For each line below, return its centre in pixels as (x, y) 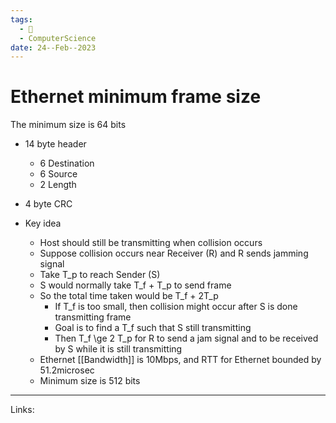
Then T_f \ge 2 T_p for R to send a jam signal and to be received (186, 338)
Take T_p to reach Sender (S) (100, 275)
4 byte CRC (48, 204)
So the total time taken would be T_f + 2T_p (129, 296)
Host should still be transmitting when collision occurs (151, 243)
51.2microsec (67, 370)
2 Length (58, 185)
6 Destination (67, 163)
